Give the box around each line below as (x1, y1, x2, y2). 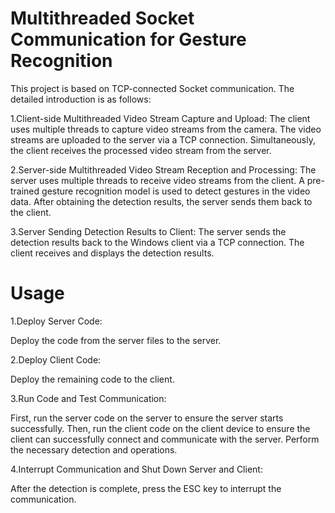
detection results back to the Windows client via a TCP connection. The (10, 236, 305, 248)
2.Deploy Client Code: (10, 353, 102, 366)
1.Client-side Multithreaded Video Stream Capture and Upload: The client (10, 112, 311, 124)
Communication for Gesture (10, 28, 247, 51)
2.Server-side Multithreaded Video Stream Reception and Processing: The (10, 163, 317, 176)
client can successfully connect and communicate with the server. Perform (10, 433, 320, 445)
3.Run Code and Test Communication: (10, 392, 167, 404)
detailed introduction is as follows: (10, 93, 152, 105)
